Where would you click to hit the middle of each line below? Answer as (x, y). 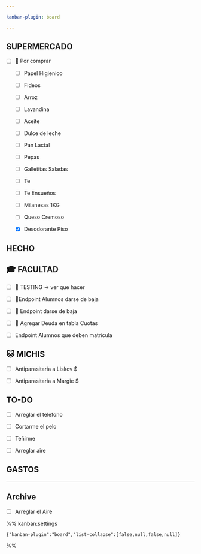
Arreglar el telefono (39, 414)
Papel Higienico (43, 73)
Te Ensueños (40, 193)
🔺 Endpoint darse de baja (46, 311)
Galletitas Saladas (46, 169)
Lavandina (36, 109)
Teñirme (25, 438)
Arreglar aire (30, 450)
